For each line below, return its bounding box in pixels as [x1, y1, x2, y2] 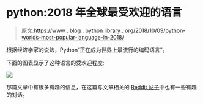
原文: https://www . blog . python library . [21, 27, 124, 34]
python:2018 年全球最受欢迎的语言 [6, 5, 182, 19]
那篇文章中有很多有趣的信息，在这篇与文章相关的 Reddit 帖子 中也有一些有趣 [6, 83, 197, 91]
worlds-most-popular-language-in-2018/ [21, 33, 124, 41]
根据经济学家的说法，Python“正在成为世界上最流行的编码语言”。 [6, 46, 168, 54]
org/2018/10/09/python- [125, 27, 186, 34]
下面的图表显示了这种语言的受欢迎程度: [6, 59, 105, 66]
